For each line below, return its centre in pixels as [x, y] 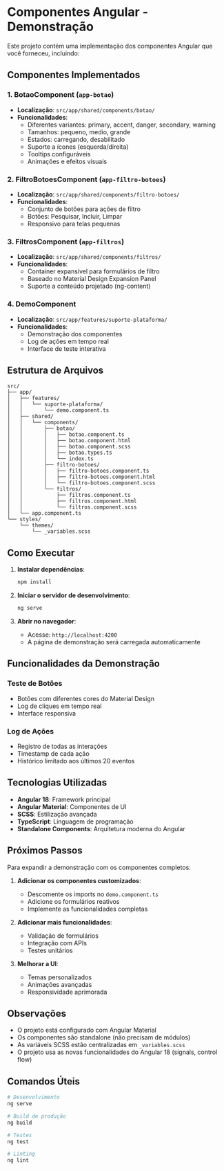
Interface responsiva [47, 713]
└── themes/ [37, 526]
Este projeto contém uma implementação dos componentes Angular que [110, 46]
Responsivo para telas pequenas [74, 224]
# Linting [21, 1154]
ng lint [18, 1161]
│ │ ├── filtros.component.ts [69, 496]
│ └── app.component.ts [44, 514]
